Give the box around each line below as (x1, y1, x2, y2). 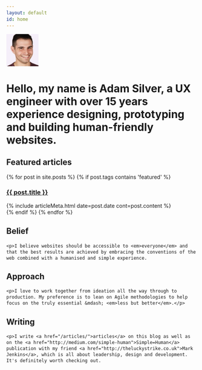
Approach (6, 271, 45, 282)
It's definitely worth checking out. (6, 358, 102, 364)
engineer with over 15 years (6, 94, 148, 108)
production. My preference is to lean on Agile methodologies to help (6, 294, 188, 300)
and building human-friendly (6, 120, 154, 134)
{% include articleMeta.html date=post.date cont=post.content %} (6, 202, 171, 209)
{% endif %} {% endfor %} (6, 208, 73, 216)
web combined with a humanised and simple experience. (6, 255, 148, 261)
